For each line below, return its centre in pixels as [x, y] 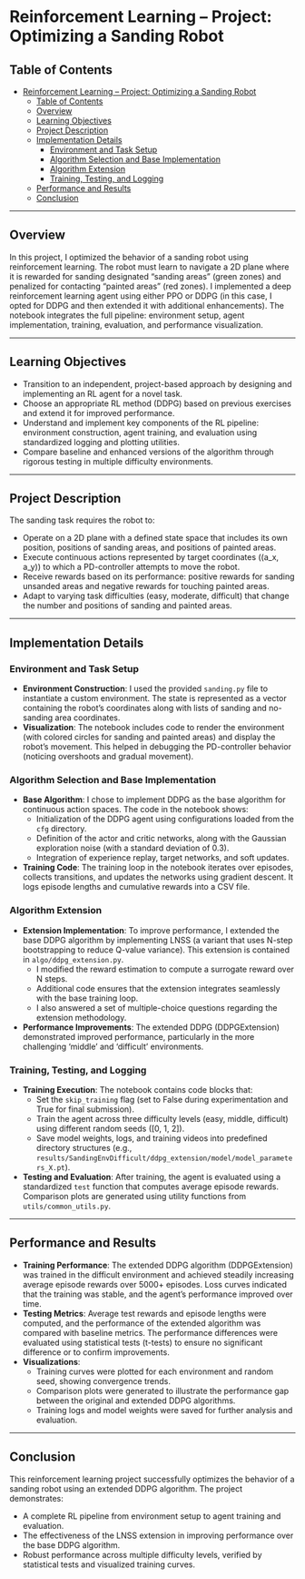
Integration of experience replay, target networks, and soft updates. [162, 858]
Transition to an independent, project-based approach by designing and [157, 383]
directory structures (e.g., [84, 1148]
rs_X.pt [50, 1168]
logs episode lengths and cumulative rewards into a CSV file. [136, 887]
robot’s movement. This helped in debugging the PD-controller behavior [157, 747]
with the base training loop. [87, 998]
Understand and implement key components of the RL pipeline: [141, 423]
